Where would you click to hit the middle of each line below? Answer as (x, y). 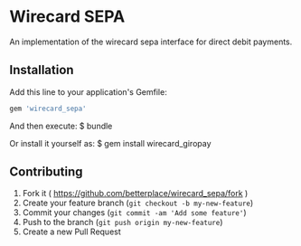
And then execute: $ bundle (61, 126)
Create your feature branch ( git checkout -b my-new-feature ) (138, 203)
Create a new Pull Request (72, 232)
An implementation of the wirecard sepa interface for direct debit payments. (151, 42)
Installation (42, 70)
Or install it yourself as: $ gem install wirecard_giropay (110, 143)
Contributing (46, 172)
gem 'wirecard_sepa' (48, 109)
